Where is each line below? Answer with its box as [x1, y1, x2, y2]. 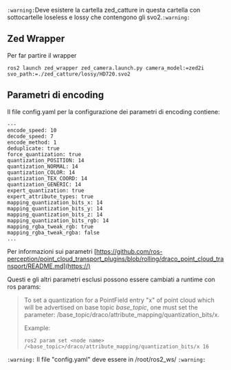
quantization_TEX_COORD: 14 [7, 175, 88, 182]
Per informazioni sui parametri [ [7, 247, 97, 255]
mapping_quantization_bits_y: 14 [7, 205, 103, 212]
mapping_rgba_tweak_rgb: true [7, 223, 94, 230]
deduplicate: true [7, 144, 60, 152]
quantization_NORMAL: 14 [7, 163, 78, 170]
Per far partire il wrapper [7, 51, 77, 59]
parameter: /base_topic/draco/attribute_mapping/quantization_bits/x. [23, 310, 220, 318]
